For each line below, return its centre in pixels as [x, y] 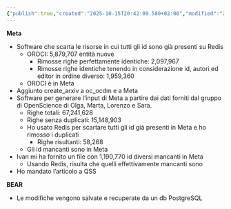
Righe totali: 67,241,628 [60, 112]
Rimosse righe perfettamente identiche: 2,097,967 [108, 61]
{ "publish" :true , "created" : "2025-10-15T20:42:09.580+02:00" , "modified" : [113, 13]
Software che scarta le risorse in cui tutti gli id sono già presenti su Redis [120, 46]
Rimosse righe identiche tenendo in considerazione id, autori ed [128, 68]
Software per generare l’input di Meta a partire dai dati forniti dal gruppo [119, 98]
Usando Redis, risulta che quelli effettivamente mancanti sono [114, 163]
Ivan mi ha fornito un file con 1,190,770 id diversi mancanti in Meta [110, 157]
